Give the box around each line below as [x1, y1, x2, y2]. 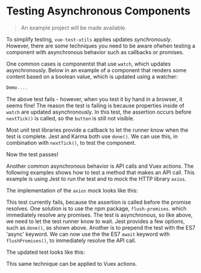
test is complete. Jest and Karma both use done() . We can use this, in [6, 132, 178, 140]
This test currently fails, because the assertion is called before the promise [6, 198, 191, 206]
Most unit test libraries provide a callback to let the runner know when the [6, 126, 189, 133]
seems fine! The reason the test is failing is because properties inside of [6, 102, 185, 109]
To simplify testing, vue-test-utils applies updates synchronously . [6, 35, 173, 43]
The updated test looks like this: [6, 248, 85, 256]
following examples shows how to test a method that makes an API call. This [6, 168, 195, 176]
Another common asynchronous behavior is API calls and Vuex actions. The [6, 162, 194, 170]
